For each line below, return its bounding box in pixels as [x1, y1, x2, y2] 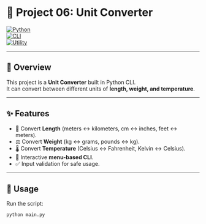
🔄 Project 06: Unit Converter [6, 6, 153, 20]
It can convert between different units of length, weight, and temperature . [6, 85, 195, 92]
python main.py [6, 212, 45, 218]
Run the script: [6, 200, 44, 207]
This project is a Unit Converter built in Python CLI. [6, 78, 136, 86]
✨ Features [6, 108, 50, 119]
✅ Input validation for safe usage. [15, 160, 100, 167]
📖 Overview [6, 62, 51, 73]
